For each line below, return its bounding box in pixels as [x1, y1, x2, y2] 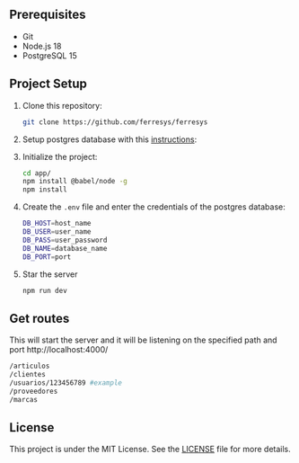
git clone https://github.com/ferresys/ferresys [22, 117, 208, 127]
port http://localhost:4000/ [9, 344, 109, 355]
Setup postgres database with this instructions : [22, 134, 198, 145]
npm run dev [22, 286, 67, 295]
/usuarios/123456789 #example [9, 378, 123, 387]
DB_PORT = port [22, 252, 72, 262]
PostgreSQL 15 [22, 49, 78, 61]
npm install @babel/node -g [22, 177, 128, 186]
